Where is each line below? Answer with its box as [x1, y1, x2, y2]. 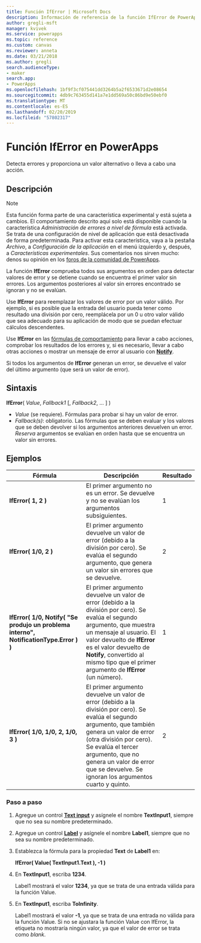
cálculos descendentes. [6, 324, 65, 330]
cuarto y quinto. [86, 780, 130, 788]
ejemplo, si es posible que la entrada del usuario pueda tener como [6, 305, 172, 311]
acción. [6, 166, 25, 174]
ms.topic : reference [6, 37, 58, 43]
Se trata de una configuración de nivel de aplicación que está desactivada [6, 231, 189, 237]
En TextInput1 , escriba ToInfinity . [14, 900, 99, 907]
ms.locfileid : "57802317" [6, 114, 71, 120]
